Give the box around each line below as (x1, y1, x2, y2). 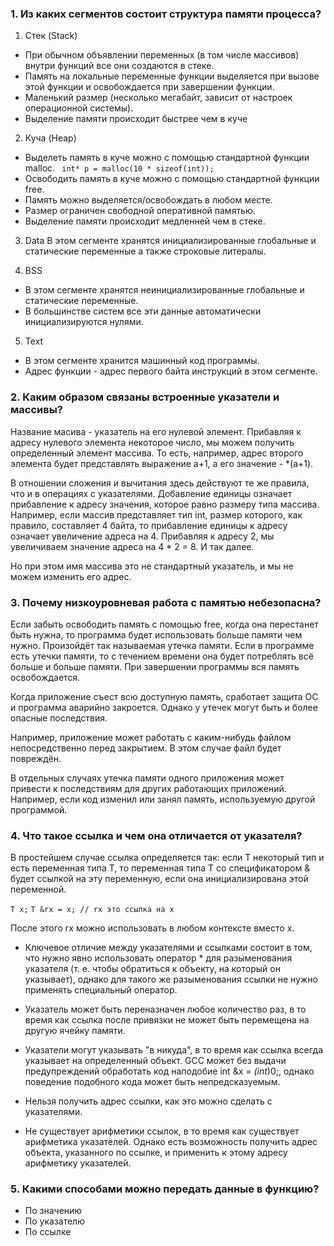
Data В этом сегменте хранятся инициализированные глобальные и (24, 235, 317, 247)
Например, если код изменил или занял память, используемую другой (10, 793, 316, 805)
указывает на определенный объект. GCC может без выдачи (24, 1055, 287, 1067)
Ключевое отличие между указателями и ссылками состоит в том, (24, 942, 313, 954)
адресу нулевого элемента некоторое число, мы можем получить (10, 436, 295, 448)
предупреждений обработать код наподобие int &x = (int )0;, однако (24, 1065, 315, 1077)
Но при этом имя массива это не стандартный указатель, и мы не (10, 560, 294, 572)
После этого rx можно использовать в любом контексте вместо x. (10, 922, 295, 934)
